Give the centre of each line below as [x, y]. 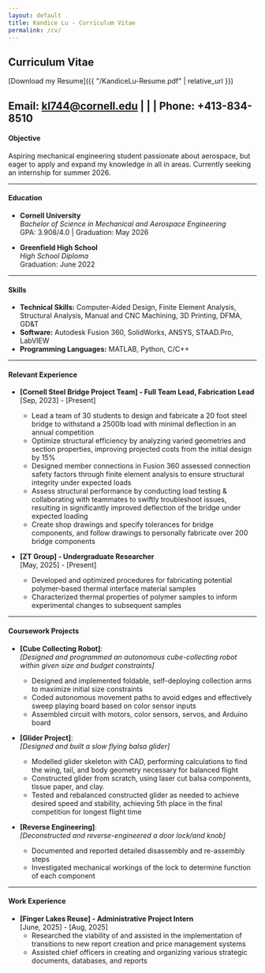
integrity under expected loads [81, 483]
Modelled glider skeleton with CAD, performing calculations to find [139, 761]
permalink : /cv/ [35, 30]
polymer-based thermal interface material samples [114, 589]
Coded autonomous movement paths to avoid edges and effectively [142, 697]
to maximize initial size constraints [87, 689]
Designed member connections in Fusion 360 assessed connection [141, 466]
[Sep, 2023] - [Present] [58, 401]
